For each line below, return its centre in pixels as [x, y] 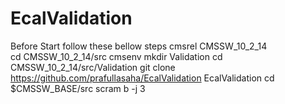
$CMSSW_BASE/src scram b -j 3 [78, 88]
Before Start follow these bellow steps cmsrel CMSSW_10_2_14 [139, 46]
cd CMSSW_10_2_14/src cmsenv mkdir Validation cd [116, 56]
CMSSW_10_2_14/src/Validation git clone [93, 67]
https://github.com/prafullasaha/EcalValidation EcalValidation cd [142, 78]
